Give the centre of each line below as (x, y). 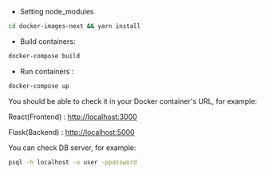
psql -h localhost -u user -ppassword (73, 162)
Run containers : (47, 71)
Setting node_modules (57, 12)
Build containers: (47, 41)
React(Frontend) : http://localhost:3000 (73, 117)
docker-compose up (39, 86)
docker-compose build (44, 56)
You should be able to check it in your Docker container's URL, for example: (133, 101)
